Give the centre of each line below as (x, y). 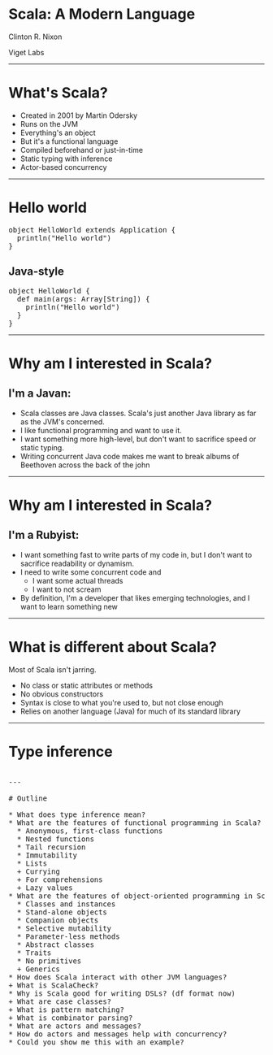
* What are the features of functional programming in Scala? (135, 823)
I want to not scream (67, 589)
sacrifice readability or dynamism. (77, 563)
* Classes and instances (66, 904)
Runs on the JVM (49, 124)
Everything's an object (58, 132)
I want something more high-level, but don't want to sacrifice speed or (138, 439)
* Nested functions (56, 839)
